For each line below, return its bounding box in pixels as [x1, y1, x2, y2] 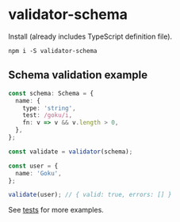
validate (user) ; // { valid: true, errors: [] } [8, 191, 172, 199]
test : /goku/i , [22, 111, 73, 119]
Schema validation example [8, 69, 148, 82]
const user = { [8, 162, 59, 170]
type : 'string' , [22, 104, 77, 112]
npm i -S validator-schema [8, 47, 98, 55]
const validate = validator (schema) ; [8, 148, 133, 156]
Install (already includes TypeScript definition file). [8, 32, 173, 41]
